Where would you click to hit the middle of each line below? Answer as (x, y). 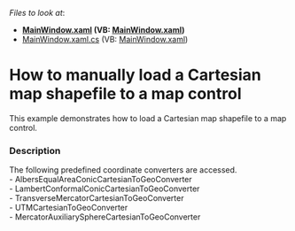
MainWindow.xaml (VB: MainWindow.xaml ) (103, 30)
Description (35, 150)
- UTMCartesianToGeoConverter (69, 208)
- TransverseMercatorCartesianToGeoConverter (97, 198)
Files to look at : (37, 13)
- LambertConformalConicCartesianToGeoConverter (105, 189)
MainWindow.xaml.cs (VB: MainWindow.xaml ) (105, 39)
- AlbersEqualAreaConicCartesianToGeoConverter (101, 180)
